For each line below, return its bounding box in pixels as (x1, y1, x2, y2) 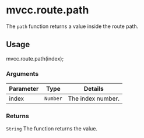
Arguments (6, 69, 39, 77)
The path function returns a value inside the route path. (6, 23, 139, 30)
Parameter (9, 85, 39, 93)
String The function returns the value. (6, 125, 98, 132)
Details (83, 85, 104, 93)
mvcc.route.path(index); (6, 55, 64, 62)
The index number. (68, 94, 120, 102)
